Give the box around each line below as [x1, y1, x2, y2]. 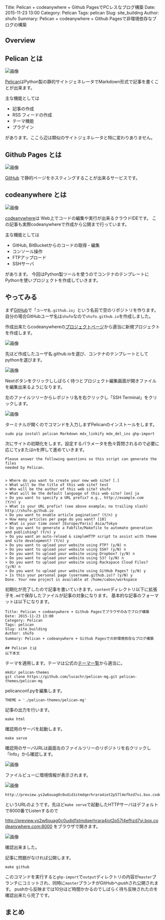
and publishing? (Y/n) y [5, 529, 56, 535]
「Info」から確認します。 [5, 751, 55, 757]
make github [5, 864, 29, 869]
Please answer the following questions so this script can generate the [5, 457, 157, 461]
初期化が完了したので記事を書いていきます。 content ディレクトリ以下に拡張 [5, 586, 158, 592]
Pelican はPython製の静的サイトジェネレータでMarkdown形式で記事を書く [5, 79, 155, 85]
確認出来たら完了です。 [5, 892, 53, 898]
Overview [5, 36, 36, 45]
